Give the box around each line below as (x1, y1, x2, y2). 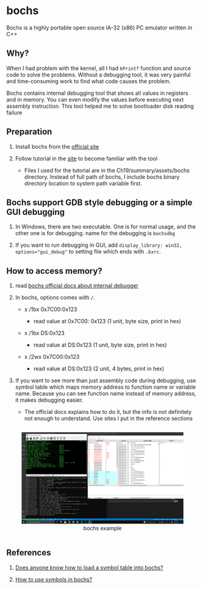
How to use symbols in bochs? (15, 576, 93, 583)
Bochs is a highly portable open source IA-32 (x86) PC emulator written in (6, 24, 192, 31)
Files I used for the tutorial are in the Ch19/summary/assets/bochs (24, 167, 190, 174)
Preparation (6, 127, 52, 137)
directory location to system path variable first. (24, 179, 142, 187)
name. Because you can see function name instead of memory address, (15, 390, 197, 397)
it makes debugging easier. (15, 396, 84, 404)
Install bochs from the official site (15, 143, 99, 150)
